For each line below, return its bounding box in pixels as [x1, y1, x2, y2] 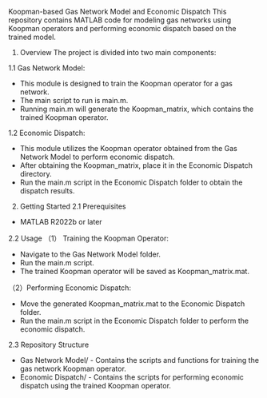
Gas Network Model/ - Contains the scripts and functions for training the [19, 356, 260, 364]
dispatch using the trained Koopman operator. [19, 381, 172, 390]
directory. [19, 169, 52, 178]
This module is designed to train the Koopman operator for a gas [19, 79, 233, 88]
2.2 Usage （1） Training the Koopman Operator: [8, 233, 169, 243]
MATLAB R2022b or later [19, 217, 102, 226]
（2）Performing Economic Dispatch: [8, 283, 132, 293]
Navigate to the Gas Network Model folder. [19, 249, 161, 259]
